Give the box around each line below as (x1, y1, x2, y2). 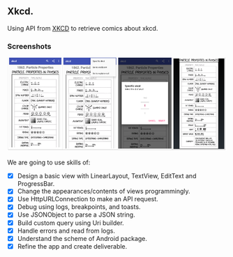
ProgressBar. (17, 180, 55, 188)
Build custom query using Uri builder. (17, 219, 124, 227)
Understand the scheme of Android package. (17, 234, 148, 242)
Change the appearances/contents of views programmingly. (17, 187, 190, 196)
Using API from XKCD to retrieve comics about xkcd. (7, 24, 158, 32)
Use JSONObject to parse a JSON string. (17, 210, 135, 219)
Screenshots (7, 41, 52, 51)
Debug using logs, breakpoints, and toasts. (17, 203, 141, 211)
